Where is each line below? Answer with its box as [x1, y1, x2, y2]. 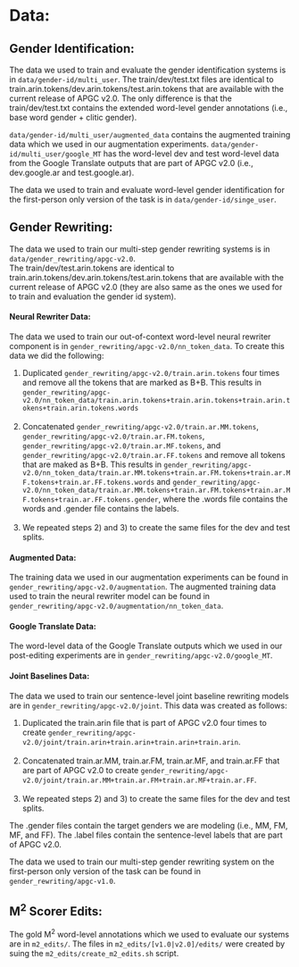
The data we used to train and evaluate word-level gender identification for [9, 185, 286, 195]
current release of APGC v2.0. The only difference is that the [9, 93, 232, 104]
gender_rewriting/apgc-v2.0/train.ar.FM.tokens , [21, 430, 205, 442]
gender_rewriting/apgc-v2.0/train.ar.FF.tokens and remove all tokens [21, 450, 286, 461]
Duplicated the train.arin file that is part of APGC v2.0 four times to [21, 717, 268, 728]
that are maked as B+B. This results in [21, 459, 162, 470]
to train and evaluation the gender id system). [9, 291, 177, 302]
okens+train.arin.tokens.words [21, 404, 139, 413]
